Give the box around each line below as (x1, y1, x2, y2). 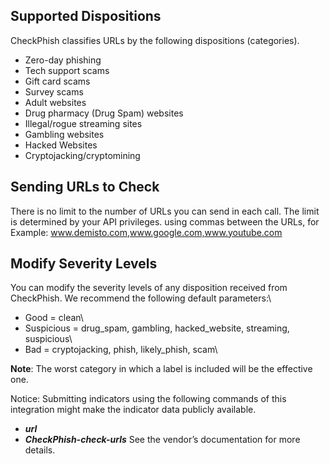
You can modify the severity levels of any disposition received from (10, 282, 288, 294)
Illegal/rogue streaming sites (24, 117, 143, 129)
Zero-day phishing (24, 54, 102, 66)
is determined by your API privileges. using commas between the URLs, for (10, 215, 320, 228)
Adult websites (24, 96, 87, 108)
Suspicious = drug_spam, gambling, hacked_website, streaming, (24, 322, 290, 334)
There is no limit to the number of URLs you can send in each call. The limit (10, 205, 320, 217)
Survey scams (24, 85, 84, 98)
